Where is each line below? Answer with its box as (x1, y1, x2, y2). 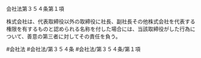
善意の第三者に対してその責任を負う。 (26, 33, 121, 40)
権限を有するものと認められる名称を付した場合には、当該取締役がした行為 (6, 26, 190, 32)
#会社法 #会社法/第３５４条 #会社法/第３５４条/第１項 (6, 45, 141, 53)
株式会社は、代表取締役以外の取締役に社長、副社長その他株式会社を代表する (6, 18, 196, 25)
